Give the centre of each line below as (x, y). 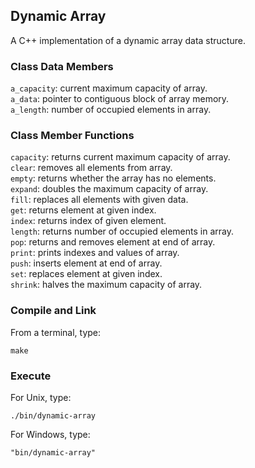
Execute (31, 376)
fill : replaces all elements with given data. (99, 200)
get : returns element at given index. (83, 210)
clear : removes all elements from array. (91, 168)
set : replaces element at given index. (86, 274)
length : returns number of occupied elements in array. (122, 231)
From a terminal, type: (56, 332)
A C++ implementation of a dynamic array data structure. (128, 40)
